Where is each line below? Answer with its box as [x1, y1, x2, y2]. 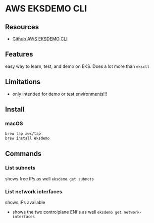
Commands [5, 150, 42, 158]
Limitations [5, 78, 41, 86]
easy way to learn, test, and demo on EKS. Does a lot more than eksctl [5, 63, 150, 69]
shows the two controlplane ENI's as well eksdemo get [12, 209, 122, 215]
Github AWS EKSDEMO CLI [12, 36, 68, 42]
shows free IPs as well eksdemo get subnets [5, 175, 94, 181]
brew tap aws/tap [5, 131, 41, 136]
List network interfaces [5, 188, 63, 195]
